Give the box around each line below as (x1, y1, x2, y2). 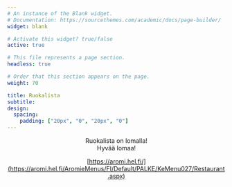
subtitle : (7, 98, 36, 106)
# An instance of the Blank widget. (7, 10, 113, 17)
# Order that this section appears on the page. (7, 73, 150, 80)
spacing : (13, 111, 39, 118)
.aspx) (107, 172, 126, 180)
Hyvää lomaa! (96, 144, 136, 152)
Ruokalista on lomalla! (85, 137, 148, 145)
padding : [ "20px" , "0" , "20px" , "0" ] (19, 118, 129, 125)
